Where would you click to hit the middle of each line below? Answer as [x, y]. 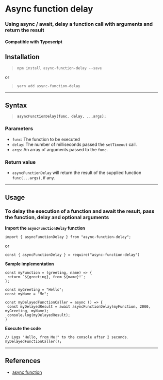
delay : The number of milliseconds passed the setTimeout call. [74, 144]
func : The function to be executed [46, 139]
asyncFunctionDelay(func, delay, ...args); [62, 117]
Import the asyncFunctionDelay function [45, 228]
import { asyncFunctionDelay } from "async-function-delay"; [68, 237]
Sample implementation [30, 264]
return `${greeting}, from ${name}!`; [46, 277]
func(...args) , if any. [33, 177]
